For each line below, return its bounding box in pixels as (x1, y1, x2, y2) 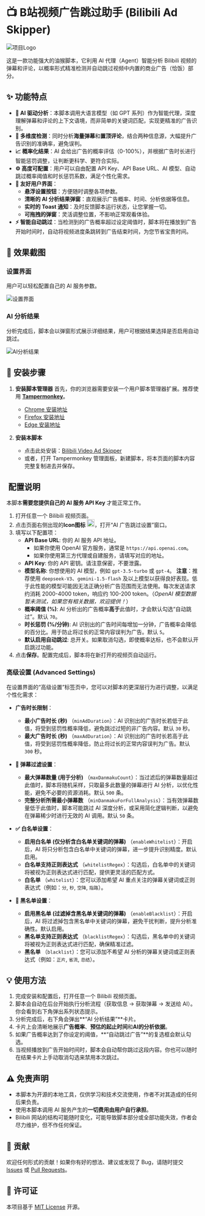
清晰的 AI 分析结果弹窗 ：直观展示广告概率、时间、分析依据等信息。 (24, 195, 193, 203)
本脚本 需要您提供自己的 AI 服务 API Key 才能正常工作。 (6, 499, 145, 507)
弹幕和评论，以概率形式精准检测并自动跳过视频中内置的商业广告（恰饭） (6, 64, 188, 72)
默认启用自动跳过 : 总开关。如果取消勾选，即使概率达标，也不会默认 (24, 636, 193, 643)
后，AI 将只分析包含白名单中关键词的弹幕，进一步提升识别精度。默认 (24, 845, 197, 852)
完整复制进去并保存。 (24, 462, 78, 469)
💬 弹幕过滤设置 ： (15, 760, 58, 768)
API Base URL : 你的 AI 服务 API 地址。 (24, 537, 120, 544)
